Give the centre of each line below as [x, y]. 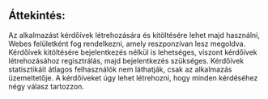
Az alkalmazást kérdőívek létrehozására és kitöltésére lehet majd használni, [134, 35]
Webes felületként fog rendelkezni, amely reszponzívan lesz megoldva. [127, 43]
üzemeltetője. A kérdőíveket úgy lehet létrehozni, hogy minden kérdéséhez [133, 77]
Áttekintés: [37, 16]
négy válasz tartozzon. [47, 86]
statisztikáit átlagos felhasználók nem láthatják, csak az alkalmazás [120, 69]
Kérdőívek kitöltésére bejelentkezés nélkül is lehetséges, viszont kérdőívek [133, 52]
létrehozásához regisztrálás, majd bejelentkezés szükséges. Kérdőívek [126, 60]
